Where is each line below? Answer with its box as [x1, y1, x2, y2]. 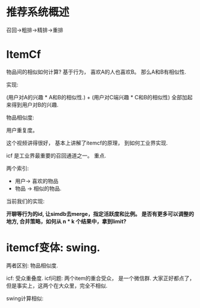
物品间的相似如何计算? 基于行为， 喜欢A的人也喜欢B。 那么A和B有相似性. [6, 68, 187, 75]
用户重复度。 [6, 126, 38, 133]
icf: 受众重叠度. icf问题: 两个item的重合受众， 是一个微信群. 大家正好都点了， [6, 275, 195, 282]
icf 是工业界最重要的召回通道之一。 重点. [6, 152, 107, 159]
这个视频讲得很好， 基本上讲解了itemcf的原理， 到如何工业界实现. [6, 139, 168, 147]
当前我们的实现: [6, 197, 45, 205]
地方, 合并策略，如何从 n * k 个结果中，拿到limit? [6, 218, 127, 225]
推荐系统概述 [6, 5, 70, 19]
